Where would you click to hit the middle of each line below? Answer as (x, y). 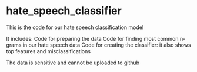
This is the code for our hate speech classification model (75, 27)
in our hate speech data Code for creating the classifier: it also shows (107, 45)
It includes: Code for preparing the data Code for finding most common (92, 38)
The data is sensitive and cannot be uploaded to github (73, 63)
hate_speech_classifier (64, 11)
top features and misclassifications (49, 51)
